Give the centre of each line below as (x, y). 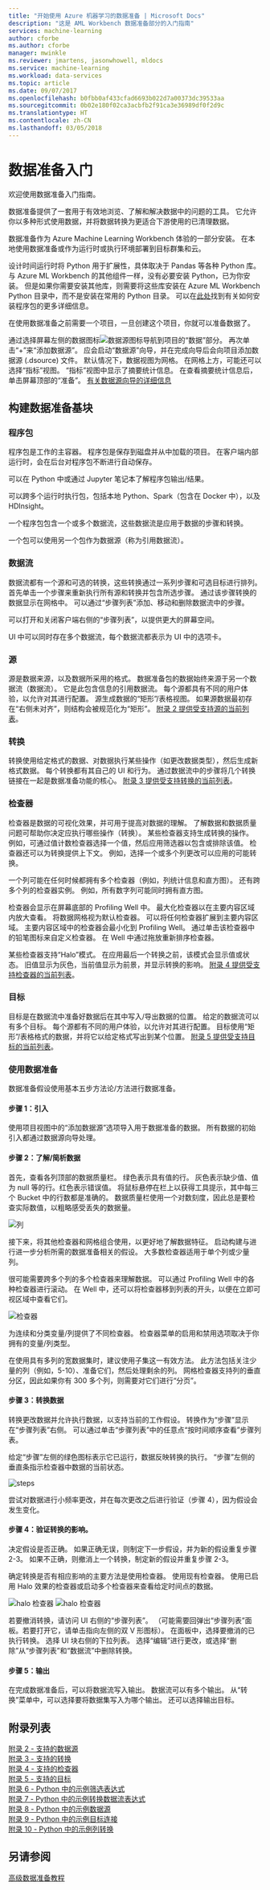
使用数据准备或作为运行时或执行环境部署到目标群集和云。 (110, 248)
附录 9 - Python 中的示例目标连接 (63, 1818)
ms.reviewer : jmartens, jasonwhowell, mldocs (86, 61)
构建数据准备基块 (51, 408)
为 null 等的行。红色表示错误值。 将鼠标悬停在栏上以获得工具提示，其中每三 (133, 1187)
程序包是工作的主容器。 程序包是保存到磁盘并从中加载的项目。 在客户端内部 (133, 452)
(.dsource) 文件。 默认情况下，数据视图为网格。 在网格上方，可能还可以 (143, 360)
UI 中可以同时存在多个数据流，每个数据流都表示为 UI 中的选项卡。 (117, 636)
